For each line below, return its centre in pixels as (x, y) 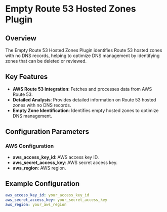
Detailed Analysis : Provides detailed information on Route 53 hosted (84, 99)
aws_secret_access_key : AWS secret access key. (65, 163)
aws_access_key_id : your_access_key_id (47, 195)
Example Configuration (43, 183)
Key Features (27, 77)
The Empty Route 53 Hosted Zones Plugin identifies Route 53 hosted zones (84, 50)
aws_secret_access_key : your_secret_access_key (56, 200)
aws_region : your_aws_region (36, 205)
